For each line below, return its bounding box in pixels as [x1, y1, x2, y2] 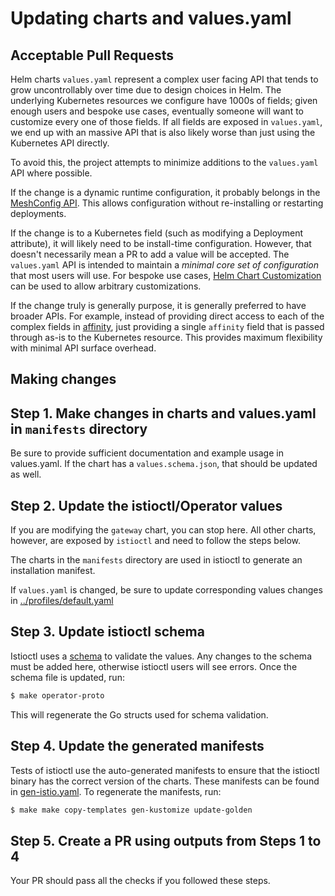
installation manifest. [10, 565, 96, 577]
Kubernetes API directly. [10, 137, 110, 149]
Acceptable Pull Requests [10, 47, 175, 64]
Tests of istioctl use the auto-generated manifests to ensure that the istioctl [10, 764, 320, 776]
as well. [10, 468, 42, 481]
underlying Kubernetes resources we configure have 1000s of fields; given [10, 95, 318, 106]
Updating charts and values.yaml [10, 7, 292, 30]
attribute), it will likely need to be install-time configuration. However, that [10, 238, 312, 249]
